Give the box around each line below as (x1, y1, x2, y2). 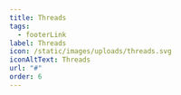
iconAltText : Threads (9, 55, 91, 64)
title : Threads (9, 13, 67, 23)
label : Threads (9, 38, 67, 48)
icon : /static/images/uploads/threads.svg (9, 47, 172, 56)
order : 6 (9, 72, 43, 81)
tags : (9, 22, 30, 31)
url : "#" (9, 64, 43, 73)
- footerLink (17, 30, 67, 39)
